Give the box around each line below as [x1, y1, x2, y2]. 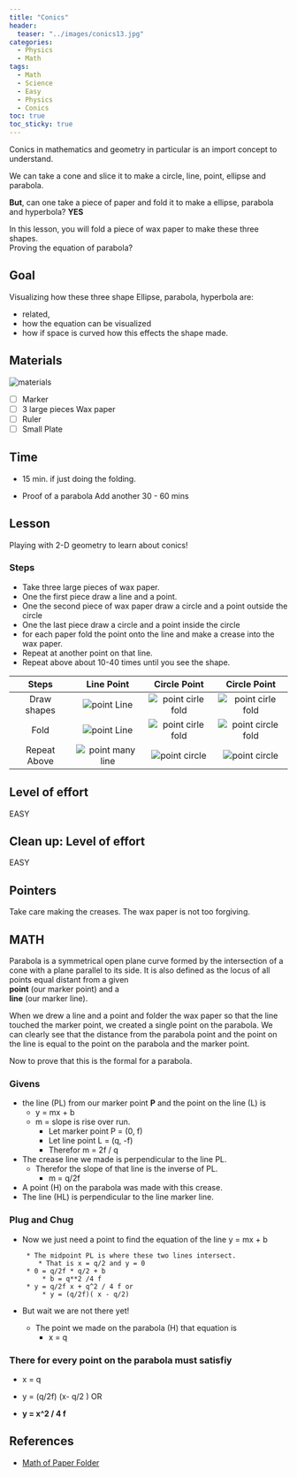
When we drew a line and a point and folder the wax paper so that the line [9, 1010, 278, 1022]
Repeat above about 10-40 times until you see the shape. [21, 656, 231, 668]
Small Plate [21, 424, 64, 434]
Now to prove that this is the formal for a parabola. [9, 1056, 193, 1067]
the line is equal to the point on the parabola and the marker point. [9, 1038, 250, 1049]
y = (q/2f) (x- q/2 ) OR [21, 1390, 103, 1402]
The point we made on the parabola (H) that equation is [34, 1322, 237, 1333]
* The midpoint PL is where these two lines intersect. [26, 1251, 237, 1260]
